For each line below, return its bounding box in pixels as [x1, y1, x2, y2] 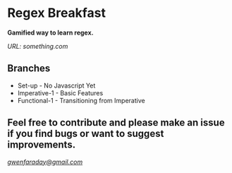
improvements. [7, 139, 76, 151]
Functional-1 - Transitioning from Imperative [17, 96, 146, 105]
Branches [7, 62, 51, 75]
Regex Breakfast [7, 5, 106, 21]
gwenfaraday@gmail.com [7, 157, 83, 166]
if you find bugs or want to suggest [7, 128, 164, 140]
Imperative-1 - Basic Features [17, 88, 104, 97]
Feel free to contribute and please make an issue [7, 117, 225, 129]
